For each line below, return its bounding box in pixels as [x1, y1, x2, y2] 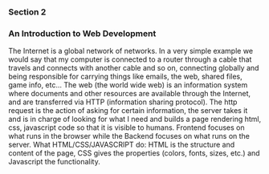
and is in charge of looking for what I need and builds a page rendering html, [8, 115, 262, 124]
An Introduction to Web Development [8, 27, 157, 38]
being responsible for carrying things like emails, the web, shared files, [8, 71, 243, 82]
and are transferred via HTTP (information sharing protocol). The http [8, 97, 238, 107]
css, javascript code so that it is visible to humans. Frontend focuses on [8, 123, 245, 132]
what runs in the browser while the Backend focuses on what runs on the [8, 132, 251, 141]
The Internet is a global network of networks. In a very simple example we [8, 47, 254, 56]
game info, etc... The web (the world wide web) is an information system [8, 80, 248, 90]
